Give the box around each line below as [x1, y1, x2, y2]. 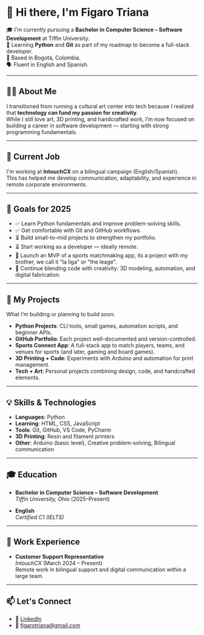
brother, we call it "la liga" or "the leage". [15, 258, 117, 266]
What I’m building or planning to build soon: [6, 311, 115, 318]
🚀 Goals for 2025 [6, 203, 72, 214]
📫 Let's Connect [6, 596, 72, 606]
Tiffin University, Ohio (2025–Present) [15, 495, 110, 503]
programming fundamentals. [6, 128, 78, 135]
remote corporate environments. [6, 180, 87, 188]
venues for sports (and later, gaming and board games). [15, 348, 155, 356]
